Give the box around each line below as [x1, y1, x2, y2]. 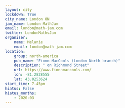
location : [5, 49, 26, 54]
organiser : [5, 35, 28, 40]
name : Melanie [14, 40, 43, 45]
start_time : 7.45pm [5, 81, 45, 86]
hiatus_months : [5, 91, 37, 96]
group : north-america [14, 53, 58, 59]
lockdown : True [5, 12, 37, 17]
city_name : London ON [5, 16, 50, 21]
